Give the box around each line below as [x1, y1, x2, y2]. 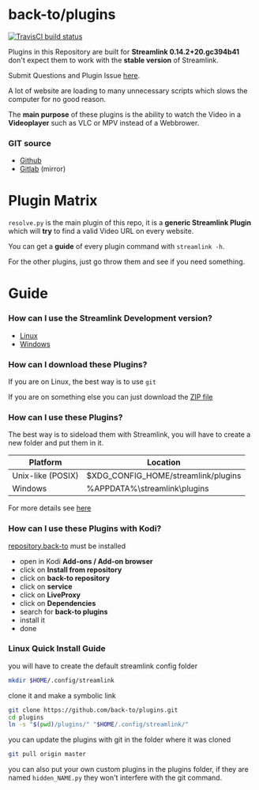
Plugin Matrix [8, 192, 98, 210]
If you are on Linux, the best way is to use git [8, 377, 156, 386]
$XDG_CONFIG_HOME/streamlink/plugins [86, 470, 242, 481]
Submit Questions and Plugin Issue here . [8, 70, 141, 80]
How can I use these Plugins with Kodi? [8, 523, 162, 534]
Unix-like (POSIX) [12, 470, 79, 481]
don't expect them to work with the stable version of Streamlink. [8, 55, 219, 65]
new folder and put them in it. [8, 438, 104, 448]
